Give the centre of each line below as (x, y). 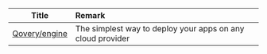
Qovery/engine (40, 33)
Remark (90, 15)
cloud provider (102, 38)
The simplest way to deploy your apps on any (160, 29)
